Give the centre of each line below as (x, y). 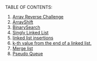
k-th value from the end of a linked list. (52, 43)
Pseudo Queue (28, 54)
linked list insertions (33, 38)
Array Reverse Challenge (38, 17)
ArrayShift (23, 22)
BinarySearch (26, 27)
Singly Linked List (30, 32)
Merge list (23, 48)
